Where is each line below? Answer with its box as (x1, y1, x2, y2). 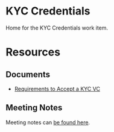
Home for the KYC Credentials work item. (5, 24, 109, 31)
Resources (5, 45, 61, 59)
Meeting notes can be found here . (5, 119, 90, 126)
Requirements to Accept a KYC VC (14, 85, 101, 92)
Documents (5, 69, 51, 80)
